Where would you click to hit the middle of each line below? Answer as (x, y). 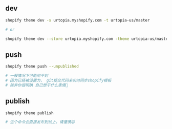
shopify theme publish (29, 113)
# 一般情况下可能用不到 (27, 76)
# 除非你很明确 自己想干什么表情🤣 (37, 85)
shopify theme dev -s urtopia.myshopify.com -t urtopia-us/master (78, 20)
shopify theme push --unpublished (42, 67)
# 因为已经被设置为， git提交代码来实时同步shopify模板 (58, 80)
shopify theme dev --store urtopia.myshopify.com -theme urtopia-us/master (88, 39)
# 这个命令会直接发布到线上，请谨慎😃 (40, 122)
